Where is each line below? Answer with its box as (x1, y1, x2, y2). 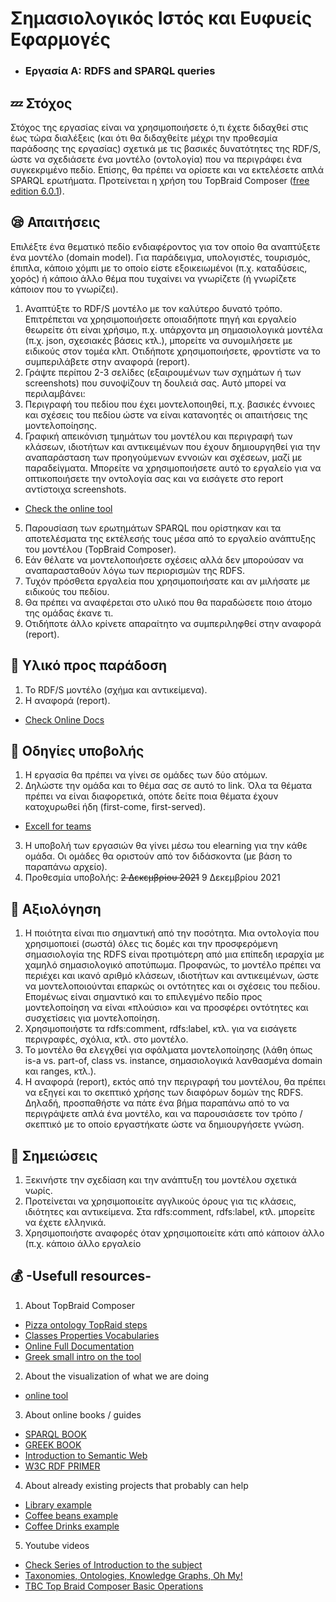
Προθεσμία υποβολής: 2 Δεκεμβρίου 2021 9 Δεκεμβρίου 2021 (24, 872, 281, 884)
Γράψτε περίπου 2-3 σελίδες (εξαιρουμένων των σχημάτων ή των (24, 366, 302, 378)
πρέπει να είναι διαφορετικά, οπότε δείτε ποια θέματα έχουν (24, 790, 279, 802)
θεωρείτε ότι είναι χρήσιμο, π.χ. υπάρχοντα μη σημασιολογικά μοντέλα (24, 323, 323, 336)
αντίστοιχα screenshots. (24, 483, 127, 495)
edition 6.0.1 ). (10, 185, 65, 197)
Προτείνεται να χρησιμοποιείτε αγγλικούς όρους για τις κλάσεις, (24, 1195, 297, 1207)
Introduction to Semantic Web (24, 1449, 148, 1461)
